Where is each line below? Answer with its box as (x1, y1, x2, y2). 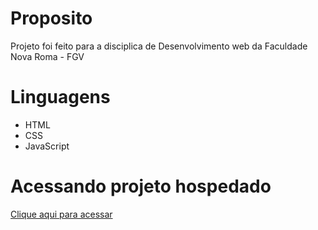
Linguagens (10, 86, 111, 109)
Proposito (10, 7, 93, 30)
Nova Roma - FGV (10, 50, 85, 62)
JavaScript (24, 140, 70, 152)
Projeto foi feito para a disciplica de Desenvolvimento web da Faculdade (10, 40, 308, 52)
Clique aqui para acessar (10, 208, 113, 220)
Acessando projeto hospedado (10, 175, 272, 198)
